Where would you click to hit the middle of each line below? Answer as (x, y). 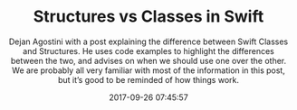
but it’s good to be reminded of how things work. (148, 79)
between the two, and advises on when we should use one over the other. (148, 60)
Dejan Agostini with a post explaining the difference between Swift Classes (148, 41)
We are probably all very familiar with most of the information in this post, (148, 70)
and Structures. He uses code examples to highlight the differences (148, 50)
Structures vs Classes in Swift (148, 17)
